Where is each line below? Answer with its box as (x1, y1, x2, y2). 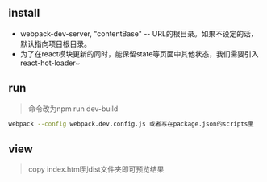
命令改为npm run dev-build (27, 104, 119, 114)
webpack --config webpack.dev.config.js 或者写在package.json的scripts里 (8, 120, 254, 128)
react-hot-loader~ (19, 58, 81, 68)
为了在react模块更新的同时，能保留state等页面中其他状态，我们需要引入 (19, 48, 260, 59)
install (8, 6, 40, 20)
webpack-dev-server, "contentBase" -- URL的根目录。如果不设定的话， (19, 28, 258, 39)
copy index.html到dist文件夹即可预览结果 (27, 164, 165, 174)
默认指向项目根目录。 (19, 39, 91, 48)
